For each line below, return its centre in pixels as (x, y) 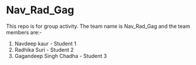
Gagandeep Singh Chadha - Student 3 (61, 56)
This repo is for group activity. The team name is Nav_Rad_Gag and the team (98, 26)
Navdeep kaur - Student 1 (45, 44)
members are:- (24, 32)
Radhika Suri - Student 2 (44, 49)
